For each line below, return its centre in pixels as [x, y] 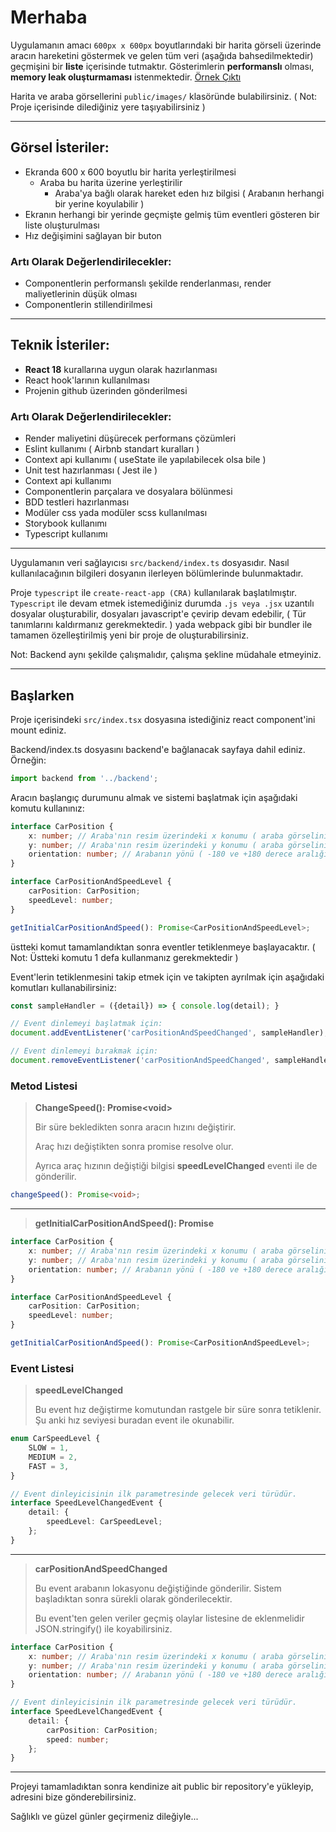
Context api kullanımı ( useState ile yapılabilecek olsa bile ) [145, 460]
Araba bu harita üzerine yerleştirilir [111, 182]
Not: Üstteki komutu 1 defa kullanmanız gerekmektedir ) [124, 957]
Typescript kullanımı [66, 534]
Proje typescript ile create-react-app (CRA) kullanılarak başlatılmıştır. [154, 593]
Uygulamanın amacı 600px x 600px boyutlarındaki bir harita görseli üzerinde [166, 45]
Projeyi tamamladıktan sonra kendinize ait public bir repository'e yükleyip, [162, 1787]
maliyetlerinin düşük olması [81, 294]
